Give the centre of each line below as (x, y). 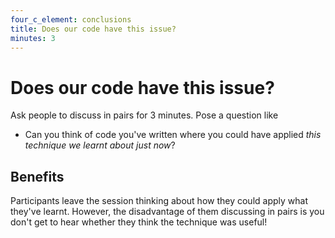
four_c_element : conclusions (71, 19)
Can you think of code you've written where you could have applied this (173, 135)
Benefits (37, 176)
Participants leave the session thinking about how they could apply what (159, 201)
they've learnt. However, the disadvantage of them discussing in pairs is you (167, 212)
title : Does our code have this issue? (93, 29)
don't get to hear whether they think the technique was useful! (139, 222)
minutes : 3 (33, 38)
